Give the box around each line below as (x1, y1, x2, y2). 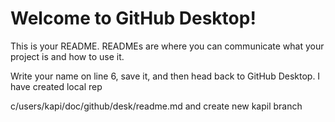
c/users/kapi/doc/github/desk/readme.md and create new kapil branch (10, 100, 303, 112)
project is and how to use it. (10, 50, 125, 62)
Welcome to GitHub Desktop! (10, 7, 257, 30)
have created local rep (10, 80, 103, 92)
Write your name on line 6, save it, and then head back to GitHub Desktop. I (10, 70, 321, 82)
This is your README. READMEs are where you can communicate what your (10, 40, 325, 52)
